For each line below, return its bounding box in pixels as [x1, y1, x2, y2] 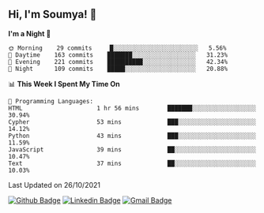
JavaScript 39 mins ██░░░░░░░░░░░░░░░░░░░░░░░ [8, 145, 257, 154]
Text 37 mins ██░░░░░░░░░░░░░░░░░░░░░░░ [8, 159, 257, 167]
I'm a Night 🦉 [8, 28, 51, 38]
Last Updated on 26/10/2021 [8, 180, 101, 189]
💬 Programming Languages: [8, 97, 93, 105]
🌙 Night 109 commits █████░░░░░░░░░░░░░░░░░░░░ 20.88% [8, 65, 228, 73]
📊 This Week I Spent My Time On [8, 79, 120, 88]
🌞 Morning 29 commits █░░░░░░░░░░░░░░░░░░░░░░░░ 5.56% [8, 44, 227, 52]
